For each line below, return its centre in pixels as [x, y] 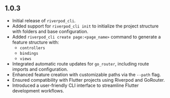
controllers [32, 48]
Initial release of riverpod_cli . [44, 20]
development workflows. [38, 90]
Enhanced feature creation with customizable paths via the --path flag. [87, 74]
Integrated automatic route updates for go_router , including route [80, 63]
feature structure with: [35, 42]
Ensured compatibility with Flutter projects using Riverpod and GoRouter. [88, 80]
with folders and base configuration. [50, 31]
